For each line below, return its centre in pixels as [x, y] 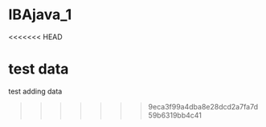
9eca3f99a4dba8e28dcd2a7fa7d [203, 106]
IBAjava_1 [40, 15]
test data [39, 69]
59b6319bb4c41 [175, 115]
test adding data [35, 91]
